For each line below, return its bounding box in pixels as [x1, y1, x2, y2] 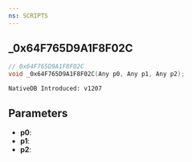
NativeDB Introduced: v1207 [8, 85, 103, 93]
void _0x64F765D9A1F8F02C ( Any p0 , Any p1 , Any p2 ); [8, 70, 185, 79]
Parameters [8, 106, 68, 120]
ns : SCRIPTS [8, 11, 48, 20]
